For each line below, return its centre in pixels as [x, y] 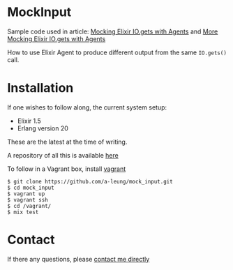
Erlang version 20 [43, 128]
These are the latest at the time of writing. [67, 142]
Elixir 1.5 [29, 121]
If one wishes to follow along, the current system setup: [87, 107]
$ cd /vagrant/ [29, 206]
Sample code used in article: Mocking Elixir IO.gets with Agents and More [113, 31]
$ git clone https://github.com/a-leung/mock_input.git [90, 181]
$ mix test [23, 212]
